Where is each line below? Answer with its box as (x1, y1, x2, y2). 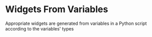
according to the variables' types (5, 25, 74, 31)
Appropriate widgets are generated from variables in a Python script (5, 20, 147, 26)
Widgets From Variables (5, 4, 109, 15)
